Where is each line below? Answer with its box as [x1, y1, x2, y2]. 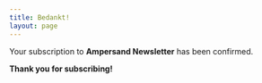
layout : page [9, 21, 58, 30]
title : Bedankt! [9, 12, 70, 22]
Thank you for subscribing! [9, 63, 113, 74]
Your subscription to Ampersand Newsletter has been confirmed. [9, 46, 254, 56]
